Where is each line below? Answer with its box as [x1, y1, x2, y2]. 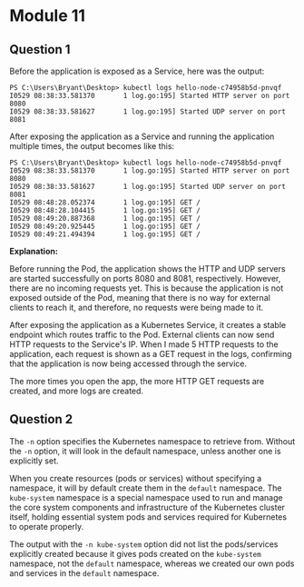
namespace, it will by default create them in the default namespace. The [9, 483, 282, 493]
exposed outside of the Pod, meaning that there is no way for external [9, 293, 270, 303]
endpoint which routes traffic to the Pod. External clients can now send [9, 329, 275, 340]
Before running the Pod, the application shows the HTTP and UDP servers [9, 264, 286, 274]
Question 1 [9, 42, 71, 57]
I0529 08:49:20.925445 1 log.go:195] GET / [9, 222, 201, 231]
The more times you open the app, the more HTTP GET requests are [9, 376, 265, 386]
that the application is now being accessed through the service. [9, 358, 248, 369]
